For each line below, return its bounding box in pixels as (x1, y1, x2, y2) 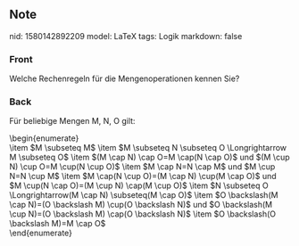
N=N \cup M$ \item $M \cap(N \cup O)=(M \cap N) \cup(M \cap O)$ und (9, 171, 277, 182)
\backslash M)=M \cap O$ (9, 218, 106, 229)
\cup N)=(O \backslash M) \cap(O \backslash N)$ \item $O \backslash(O (9, 209, 277, 219)
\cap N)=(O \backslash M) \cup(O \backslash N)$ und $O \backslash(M (9, 200, 273, 210)
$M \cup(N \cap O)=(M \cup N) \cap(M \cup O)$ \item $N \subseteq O (9, 180, 270, 191)
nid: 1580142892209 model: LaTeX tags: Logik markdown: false (9, 30, 243, 41)
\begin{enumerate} (9, 133, 79, 143)
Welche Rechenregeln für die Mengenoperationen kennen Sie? (9, 73, 240, 84)
